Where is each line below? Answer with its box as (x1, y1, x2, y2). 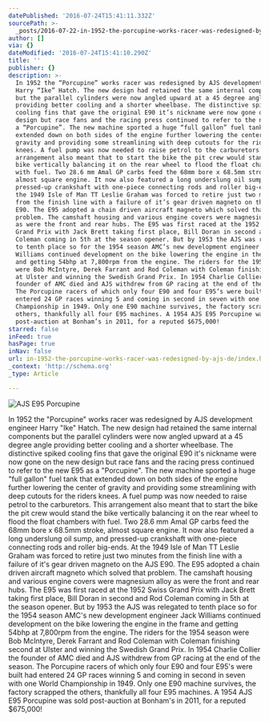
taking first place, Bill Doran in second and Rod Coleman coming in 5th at (8, 593, 250, 602)
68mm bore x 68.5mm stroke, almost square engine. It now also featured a (8, 525, 255, 534)
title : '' (8, 57, 42, 65)
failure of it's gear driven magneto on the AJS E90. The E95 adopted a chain (8, 559, 260, 569)
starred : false (8, 325, 59, 333)
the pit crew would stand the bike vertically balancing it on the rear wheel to (8, 508, 259, 517)
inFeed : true (8, 332, 52, 341)
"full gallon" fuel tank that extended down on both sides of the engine (8, 474, 239, 484)
